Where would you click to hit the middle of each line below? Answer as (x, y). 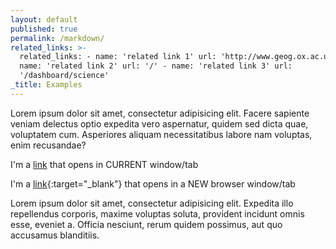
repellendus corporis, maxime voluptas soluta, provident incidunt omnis (157, 213)
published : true (44, 29)
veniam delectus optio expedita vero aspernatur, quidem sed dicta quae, (159, 123)
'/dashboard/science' (64, 76)
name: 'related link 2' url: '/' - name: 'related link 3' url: (156, 66)
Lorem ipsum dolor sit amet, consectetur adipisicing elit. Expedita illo (152, 203)
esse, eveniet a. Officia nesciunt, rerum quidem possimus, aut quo (146, 224)
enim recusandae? (48, 145)
